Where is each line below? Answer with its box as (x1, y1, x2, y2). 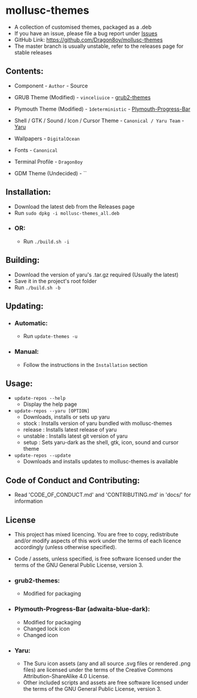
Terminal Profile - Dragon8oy (14, 158, 83, 165)
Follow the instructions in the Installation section (23, 361, 148, 368)
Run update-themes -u (23, 333, 78, 340)
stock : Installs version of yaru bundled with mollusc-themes (23, 420, 172, 427)
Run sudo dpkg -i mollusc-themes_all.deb (14, 209, 120, 216)
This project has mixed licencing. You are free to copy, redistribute (14, 531, 179, 538)
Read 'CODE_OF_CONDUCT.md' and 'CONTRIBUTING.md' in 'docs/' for (14, 491, 191, 499)
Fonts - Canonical (14, 146, 58, 153)
